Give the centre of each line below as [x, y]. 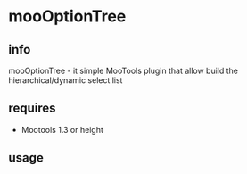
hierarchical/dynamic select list [66, 80]
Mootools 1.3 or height [62, 129]
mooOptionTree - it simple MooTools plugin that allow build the [123, 70]
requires [32, 108]
